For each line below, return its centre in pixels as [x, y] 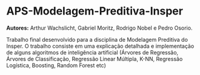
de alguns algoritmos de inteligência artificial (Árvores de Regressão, [92, 52]
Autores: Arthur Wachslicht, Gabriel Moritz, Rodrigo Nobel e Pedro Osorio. [99, 28]
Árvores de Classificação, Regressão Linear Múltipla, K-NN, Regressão [95, 59]
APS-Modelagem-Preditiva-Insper [95, 11]
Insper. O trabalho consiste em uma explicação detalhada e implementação [100, 46]
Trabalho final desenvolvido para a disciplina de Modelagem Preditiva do [97, 39]
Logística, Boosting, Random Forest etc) [56, 65]
